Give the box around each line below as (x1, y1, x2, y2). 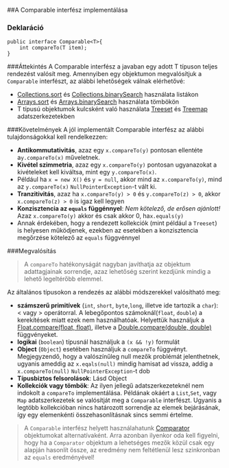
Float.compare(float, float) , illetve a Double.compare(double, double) (16, 323, 212, 331)
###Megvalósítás (7, 247, 57, 255)
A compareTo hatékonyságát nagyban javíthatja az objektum (23, 260, 191, 268)
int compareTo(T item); (19, 45, 88, 51)
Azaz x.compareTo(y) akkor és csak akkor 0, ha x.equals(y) (16, 212, 184, 220)
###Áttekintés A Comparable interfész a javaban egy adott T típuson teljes (7, 62, 218, 71)
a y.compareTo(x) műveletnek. (16, 154, 101, 162)
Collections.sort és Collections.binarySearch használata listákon (16, 91, 199, 99)
